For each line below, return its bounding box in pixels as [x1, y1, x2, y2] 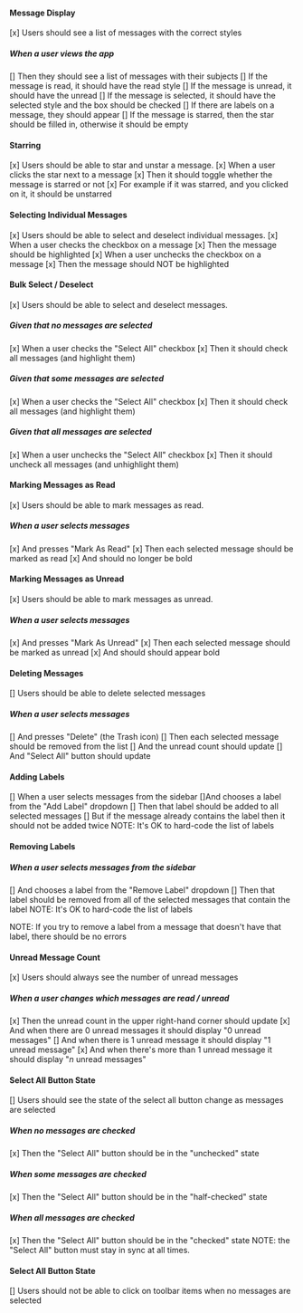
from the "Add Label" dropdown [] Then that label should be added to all [9, 801, 279, 812]
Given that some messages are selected [9, 373, 165, 384]
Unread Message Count [9, 952, 101, 963]
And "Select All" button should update [9, 751, 151, 762]
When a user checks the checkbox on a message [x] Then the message [9, 239, 278, 250]
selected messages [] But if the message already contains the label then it [9, 810, 286, 821]
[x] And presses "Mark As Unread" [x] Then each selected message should [9, 637, 291, 648]
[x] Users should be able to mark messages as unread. [9, 594, 213, 605]
